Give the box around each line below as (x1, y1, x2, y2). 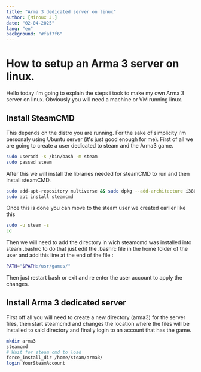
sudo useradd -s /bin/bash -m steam (6, 154, 98, 160)
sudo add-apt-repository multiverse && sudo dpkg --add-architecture (6, 188, 184, 194)
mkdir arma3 (6, 338, 36, 344)
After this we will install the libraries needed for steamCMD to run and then (6, 170, 190, 177)
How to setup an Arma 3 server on (6, 57, 179, 71)
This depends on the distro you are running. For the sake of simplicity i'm (6, 129, 187, 136)
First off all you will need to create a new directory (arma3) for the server (6, 313, 186, 321)
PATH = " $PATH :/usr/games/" (6, 263, 71, 269)
